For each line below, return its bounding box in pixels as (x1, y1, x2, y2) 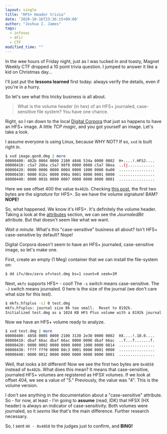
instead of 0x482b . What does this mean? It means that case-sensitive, (5, 366, 149, 372)
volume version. (5, 382, 38, 388)
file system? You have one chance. (37, 108, 109, 114)
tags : (5, 26, 16, 31)
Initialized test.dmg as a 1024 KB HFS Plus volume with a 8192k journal (5, 310, 162, 315)
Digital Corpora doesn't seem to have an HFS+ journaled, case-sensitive (5, 241, 154, 247)
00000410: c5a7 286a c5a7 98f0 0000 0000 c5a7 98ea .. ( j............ (5, 163, 155, 168)
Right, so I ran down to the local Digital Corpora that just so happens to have (5, 118, 162, 124)
